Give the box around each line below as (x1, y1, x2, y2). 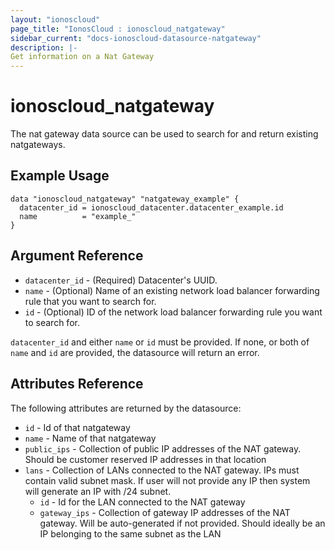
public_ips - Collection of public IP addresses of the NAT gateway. (24, 442, 302, 455)
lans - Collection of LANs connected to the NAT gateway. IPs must (24, 464, 300, 476)
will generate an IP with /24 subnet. (24, 485, 172, 497)
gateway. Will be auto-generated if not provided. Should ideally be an (39, 517, 326, 529)
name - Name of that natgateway (24, 432, 157, 444)
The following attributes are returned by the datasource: (10, 402, 242, 414)
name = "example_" (19, 211, 137, 221)
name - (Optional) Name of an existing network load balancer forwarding (24, 284, 320, 296)
